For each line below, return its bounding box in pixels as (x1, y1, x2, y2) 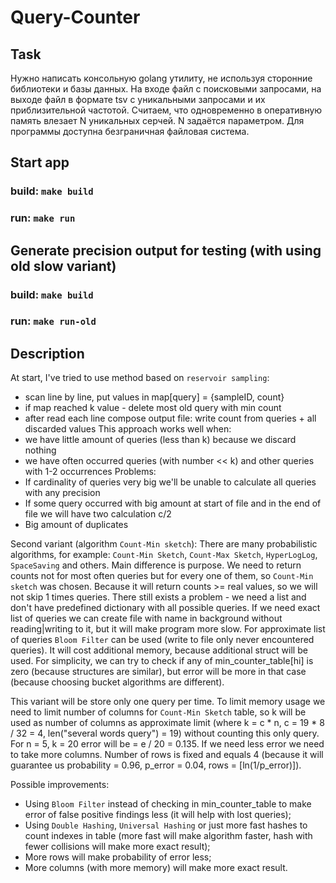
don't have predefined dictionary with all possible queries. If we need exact (10, 602, 321, 614)
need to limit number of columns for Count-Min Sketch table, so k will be (10, 706, 307, 718)
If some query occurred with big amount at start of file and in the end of (24, 497, 322, 510)
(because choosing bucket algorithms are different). (10, 676, 225, 688)
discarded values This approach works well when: (24, 423, 232, 435)
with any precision (24, 487, 101, 499)
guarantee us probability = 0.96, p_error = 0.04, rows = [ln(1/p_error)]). (10, 759, 302, 771)
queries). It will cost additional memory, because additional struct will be (10, 644, 308, 656)
